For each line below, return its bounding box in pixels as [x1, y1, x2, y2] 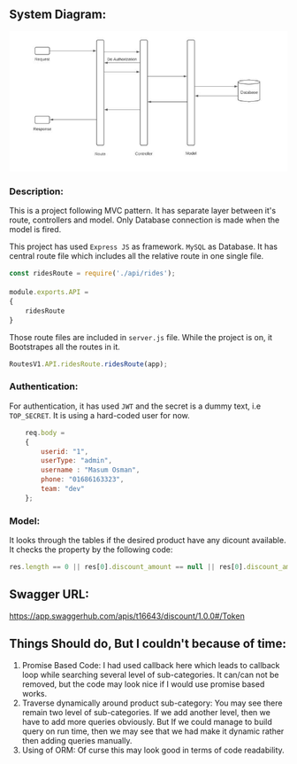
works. [21, 688, 47, 698]
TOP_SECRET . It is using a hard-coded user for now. [9, 409, 190, 420]
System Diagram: [9, 7, 107, 22]
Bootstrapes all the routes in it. [9, 341, 121, 352]
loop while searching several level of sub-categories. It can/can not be [21, 669, 280, 680]
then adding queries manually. [21, 735, 133, 745]
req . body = [25, 428, 65, 437]
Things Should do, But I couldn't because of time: [9, 636, 287, 651]
